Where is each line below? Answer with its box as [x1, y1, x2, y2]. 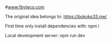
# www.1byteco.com [5, 4, 45, 10]
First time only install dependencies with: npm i [5, 23, 100, 29]
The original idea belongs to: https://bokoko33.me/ [5, 14, 107, 19]
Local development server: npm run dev [5, 33, 85, 38]
